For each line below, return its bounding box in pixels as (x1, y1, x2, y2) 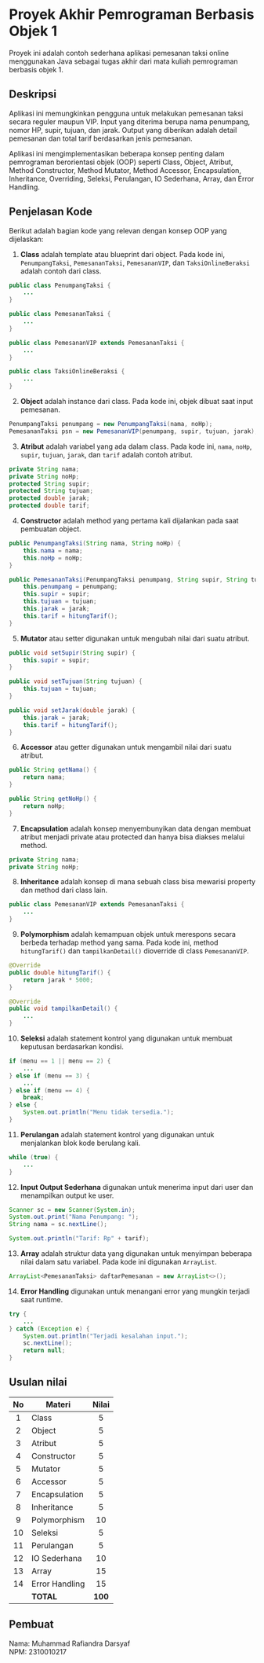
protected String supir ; (9, 479, 90, 488)
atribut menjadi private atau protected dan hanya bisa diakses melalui (20, 831, 245, 842)
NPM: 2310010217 (9, 1646, 67, 1656)
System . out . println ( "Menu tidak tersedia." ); (23, 1108, 175, 1117)
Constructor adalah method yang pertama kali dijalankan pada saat (20, 516, 239, 526)
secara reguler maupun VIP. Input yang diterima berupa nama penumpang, (9, 116, 251, 127)
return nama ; (23, 773, 66, 781)
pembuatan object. (20, 524, 81, 534)
